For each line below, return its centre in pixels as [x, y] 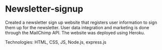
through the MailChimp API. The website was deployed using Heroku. [75, 33]
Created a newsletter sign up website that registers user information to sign [81, 22]
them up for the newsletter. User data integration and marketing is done [77, 27]
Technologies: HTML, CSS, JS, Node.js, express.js [56, 42]
